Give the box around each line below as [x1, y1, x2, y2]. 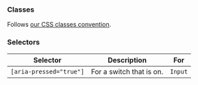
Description [107, 55, 147, 64]
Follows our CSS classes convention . [7, 21, 112, 29]
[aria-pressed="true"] [10, 67, 84, 75]
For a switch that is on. [90, 66, 164, 76]
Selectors [7, 38, 40, 47]
